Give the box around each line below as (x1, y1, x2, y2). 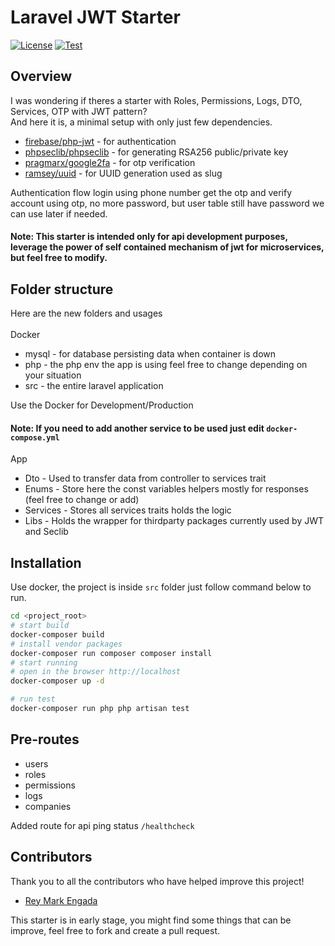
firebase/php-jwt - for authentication (24, 135, 177, 147)
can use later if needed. (10, 207, 108, 220)
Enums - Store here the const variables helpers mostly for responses (24, 483, 309, 495)
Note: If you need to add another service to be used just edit (10, 422, 265, 434)
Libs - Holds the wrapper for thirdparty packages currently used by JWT (24, 515, 325, 527)
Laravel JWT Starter (10, 6, 181, 29)
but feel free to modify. (10, 252, 108, 264)
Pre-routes (10, 731, 80, 748)
